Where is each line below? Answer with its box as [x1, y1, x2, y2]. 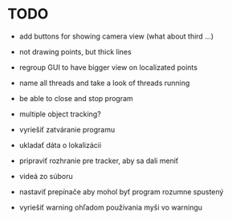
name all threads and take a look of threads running [18, 78, 190, 88]
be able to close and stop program [18, 93, 133, 103]
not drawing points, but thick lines [18, 47, 132, 56]
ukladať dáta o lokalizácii [18, 140, 102, 149]
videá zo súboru [18, 171, 73, 181]
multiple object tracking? [18, 109, 101, 119]
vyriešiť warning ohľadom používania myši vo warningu [18, 202, 202, 212]
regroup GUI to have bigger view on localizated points [18, 62, 198, 72]
